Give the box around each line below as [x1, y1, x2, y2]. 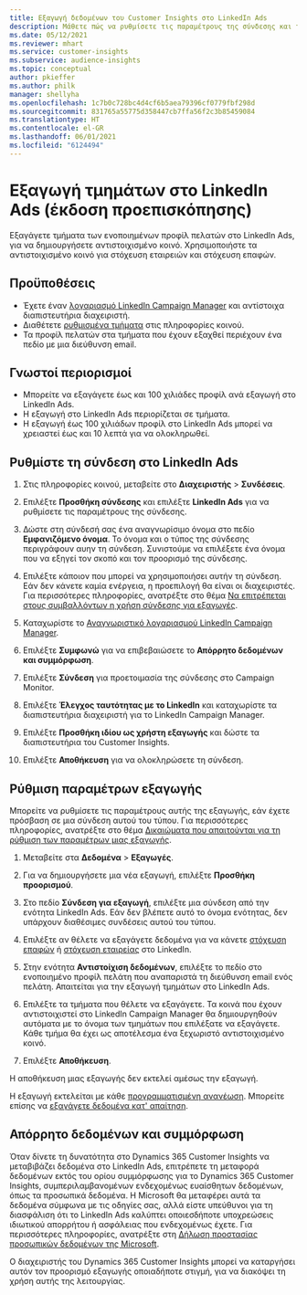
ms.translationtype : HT [9, 115, 101, 124]
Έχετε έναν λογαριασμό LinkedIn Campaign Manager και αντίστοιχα [22, 300, 285, 311]
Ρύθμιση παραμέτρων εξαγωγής [9, 781, 203, 796]
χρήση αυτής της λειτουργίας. [9, 1275, 126, 1286]
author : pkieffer [9, 73, 76, 82]
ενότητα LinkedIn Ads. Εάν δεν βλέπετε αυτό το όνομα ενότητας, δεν [22, 906, 288, 918]
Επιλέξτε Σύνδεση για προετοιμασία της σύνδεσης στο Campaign [22, 672, 275, 683]
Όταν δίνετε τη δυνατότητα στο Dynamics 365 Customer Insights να [9, 1151, 270, 1162]
